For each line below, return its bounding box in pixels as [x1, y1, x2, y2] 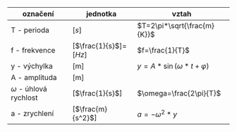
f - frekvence [11, 46, 56, 55]
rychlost [11, 93, 38, 103]
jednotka [85, 9, 117, 18]
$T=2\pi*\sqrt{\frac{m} [137, 21, 215, 30]
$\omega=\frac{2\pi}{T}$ [137, 88, 221, 98]
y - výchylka [11, 61, 53, 71]
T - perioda [11, 25, 49, 34]
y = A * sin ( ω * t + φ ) [137, 61, 209, 71]
